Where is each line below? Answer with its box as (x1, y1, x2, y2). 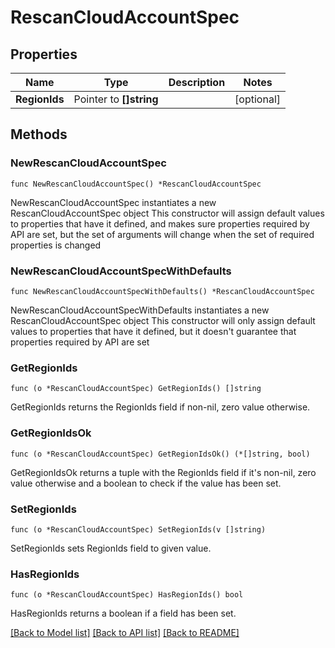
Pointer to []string (73, 92, 159, 106)
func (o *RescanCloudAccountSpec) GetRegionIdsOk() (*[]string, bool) (10, 449, 311, 459)
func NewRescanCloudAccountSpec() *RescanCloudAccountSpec (10, 179, 262, 189)
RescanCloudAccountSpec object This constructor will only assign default (10, 314, 316, 326)
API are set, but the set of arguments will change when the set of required (10, 228, 315, 240)
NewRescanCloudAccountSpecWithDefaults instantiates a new (10, 304, 270, 316)
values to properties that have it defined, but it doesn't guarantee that (10, 325, 297, 337)
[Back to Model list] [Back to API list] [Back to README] (10, 627, 240, 639)
